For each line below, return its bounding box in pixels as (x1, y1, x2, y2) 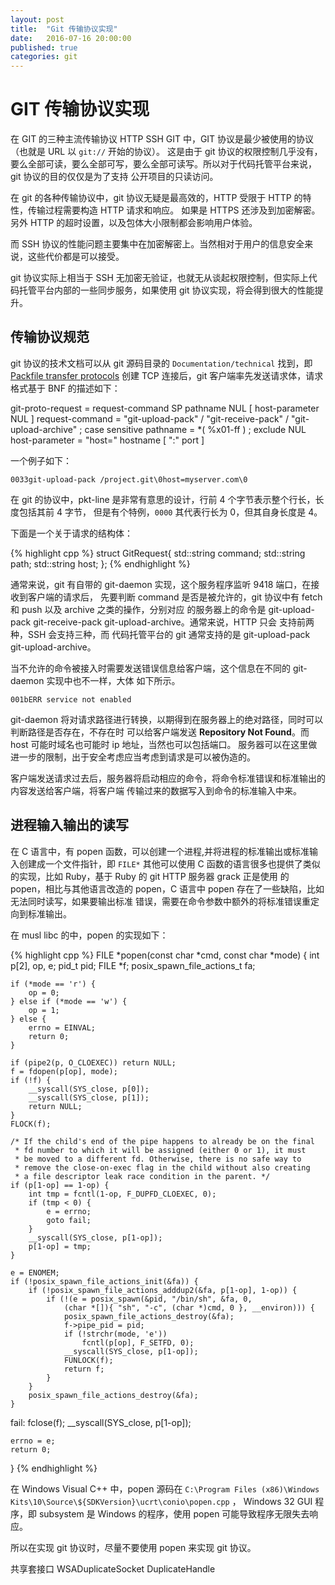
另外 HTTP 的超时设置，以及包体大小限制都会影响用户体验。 (10, 217, 258, 229)
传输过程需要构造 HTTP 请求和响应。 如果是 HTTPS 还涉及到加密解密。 (27, 204, 321, 216)
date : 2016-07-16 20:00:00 (10, 33, 132, 43)
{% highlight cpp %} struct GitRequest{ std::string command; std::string (10, 547, 306, 559)
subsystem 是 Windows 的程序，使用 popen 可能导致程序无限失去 (38, 1507, 310, 1520)
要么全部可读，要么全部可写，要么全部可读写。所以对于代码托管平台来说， (10, 158, 317, 170)
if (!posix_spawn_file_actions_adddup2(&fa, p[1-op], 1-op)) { (28, 1285, 298, 1295)
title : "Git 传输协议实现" (10, 24, 118, 34)
